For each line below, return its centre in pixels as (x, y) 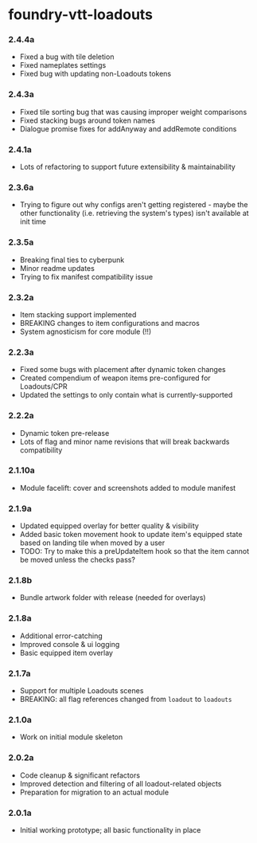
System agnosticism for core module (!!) (86, 331)
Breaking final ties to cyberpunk (72, 260)
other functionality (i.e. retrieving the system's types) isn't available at (134, 214)
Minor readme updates (57, 268)
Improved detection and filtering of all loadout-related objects (121, 783)
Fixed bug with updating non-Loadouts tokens (95, 74)
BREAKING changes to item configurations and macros (110, 323)
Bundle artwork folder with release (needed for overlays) (113, 598)
